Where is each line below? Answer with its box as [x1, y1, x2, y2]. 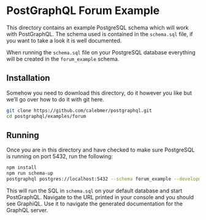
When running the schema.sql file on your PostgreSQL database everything [6, 48, 196, 56]
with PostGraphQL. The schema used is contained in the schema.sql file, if [6, 30, 193, 37]
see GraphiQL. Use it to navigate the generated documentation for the [6, 200, 183, 207]
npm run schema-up [6, 170, 53, 177]
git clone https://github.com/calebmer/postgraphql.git [6, 108, 152, 114]
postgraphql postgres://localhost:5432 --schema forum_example [6, 176, 172, 182]
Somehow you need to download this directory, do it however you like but [6, 89, 192, 97]
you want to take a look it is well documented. [6, 37, 122, 44]
